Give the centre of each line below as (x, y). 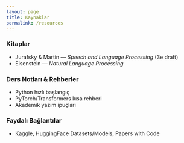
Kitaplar (18, 44)
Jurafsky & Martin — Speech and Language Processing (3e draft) (97, 57)
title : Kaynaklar (28, 17)
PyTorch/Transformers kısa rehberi (58, 98)
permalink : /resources (35, 23)
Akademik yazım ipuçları (46, 105)
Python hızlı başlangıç (42, 92)
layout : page (23, 12)
